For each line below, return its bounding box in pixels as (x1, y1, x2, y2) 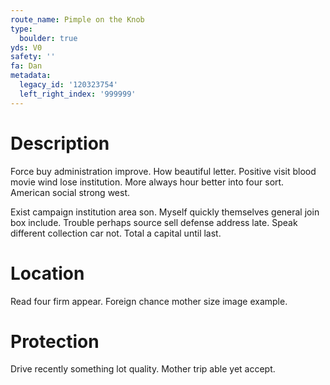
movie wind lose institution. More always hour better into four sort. (10, 176, 285, 188)
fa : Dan (10, 61, 43, 71)
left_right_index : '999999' (19, 89, 137, 99)
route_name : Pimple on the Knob (10, 14, 145, 25)
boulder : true (19, 33, 78, 43)
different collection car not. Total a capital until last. (10, 227, 222, 239)
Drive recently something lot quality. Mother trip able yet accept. (10, 363, 276, 375)
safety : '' (10, 52, 56, 62)
